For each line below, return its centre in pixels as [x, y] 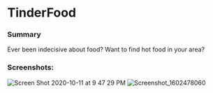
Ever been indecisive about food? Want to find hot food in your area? [106, 49]
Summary [24, 35]
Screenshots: [31, 67]
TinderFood [42, 13]
